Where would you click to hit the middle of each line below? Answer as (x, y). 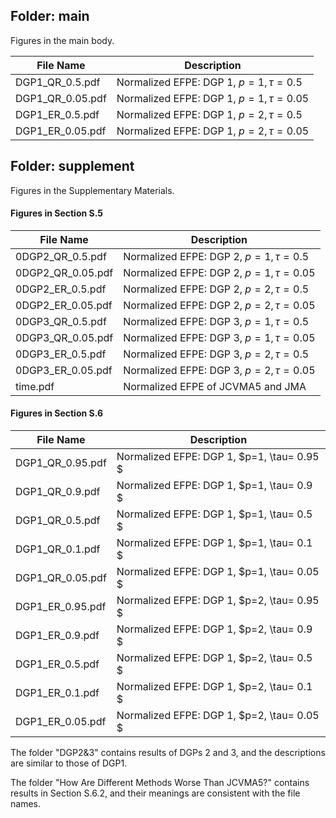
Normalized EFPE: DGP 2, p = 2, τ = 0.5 (216, 289)
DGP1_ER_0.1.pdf (57, 693)
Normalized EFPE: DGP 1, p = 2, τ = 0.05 (213, 131)
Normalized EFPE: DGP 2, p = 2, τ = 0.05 (219, 305)
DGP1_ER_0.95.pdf (61, 607)
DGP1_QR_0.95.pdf (61, 463)
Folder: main (50, 16)
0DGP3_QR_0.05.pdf (64, 337)
